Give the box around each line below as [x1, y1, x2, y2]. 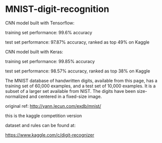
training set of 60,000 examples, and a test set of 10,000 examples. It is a [5, 83, 156, 89]
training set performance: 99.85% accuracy [5, 58, 95, 64]
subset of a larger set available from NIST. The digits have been [5, 88, 136, 94]
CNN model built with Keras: [5, 49, 63, 55]
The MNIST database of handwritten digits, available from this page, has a [5, 77, 158, 83]
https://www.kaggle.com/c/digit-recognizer [5, 132, 95, 138]
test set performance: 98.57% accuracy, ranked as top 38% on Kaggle [5, 68, 151, 74]
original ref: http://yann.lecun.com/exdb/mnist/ [5, 103, 101, 109]
